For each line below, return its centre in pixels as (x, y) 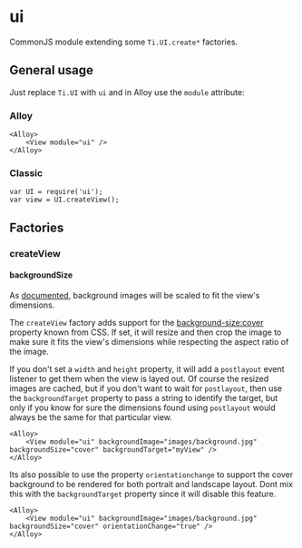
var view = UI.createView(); (64, 200)
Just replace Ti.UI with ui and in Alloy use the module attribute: (127, 92)
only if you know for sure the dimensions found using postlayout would (143, 407)
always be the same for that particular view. (91, 417)
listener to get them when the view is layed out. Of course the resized (139, 378)
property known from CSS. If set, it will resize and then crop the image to (146, 332)
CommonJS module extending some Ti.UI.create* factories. (124, 42)
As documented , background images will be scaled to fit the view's (135, 295)
